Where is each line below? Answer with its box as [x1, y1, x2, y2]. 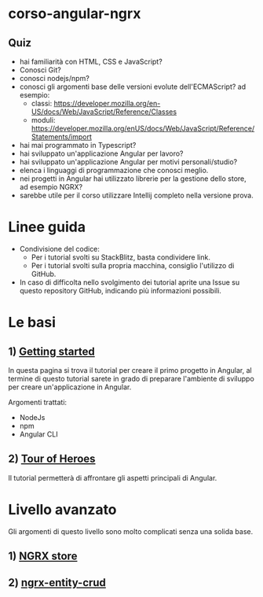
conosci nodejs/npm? [19, 74, 90, 83]
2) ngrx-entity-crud [8, 576, 106, 590]
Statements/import [31, 132, 92, 142]
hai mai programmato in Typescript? [19, 141, 137, 149]
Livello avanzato [8, 500, 117, 518]
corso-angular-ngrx [8, 5, 141, 23]
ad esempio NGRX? [19, 182, 83, 191]
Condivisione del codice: [19, 244, 100, 253]
